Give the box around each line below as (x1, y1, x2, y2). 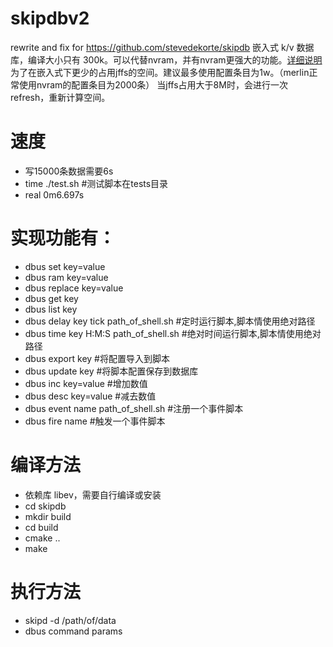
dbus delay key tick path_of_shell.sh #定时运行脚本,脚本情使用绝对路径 (24, 315, 316, 327)
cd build (24, 521, 59, 533)
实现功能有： (10, 227, 117, 250)
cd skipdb (24, 500, 67, 512)
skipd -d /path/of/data (24, 614, 117, 626)
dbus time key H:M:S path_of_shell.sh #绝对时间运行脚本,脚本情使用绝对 (24, 327, 322, 339)
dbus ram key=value (24, 271, 109, 283)
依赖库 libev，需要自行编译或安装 (24, 488, 162, 501)
